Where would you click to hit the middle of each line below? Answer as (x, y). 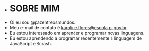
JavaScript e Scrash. (31, 43)
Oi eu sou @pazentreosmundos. (42, 22)
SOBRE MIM (35, 9)
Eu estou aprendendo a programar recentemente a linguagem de (76, 38)
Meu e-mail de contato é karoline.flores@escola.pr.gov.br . (69, 27)
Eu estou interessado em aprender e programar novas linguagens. (77, 33)
